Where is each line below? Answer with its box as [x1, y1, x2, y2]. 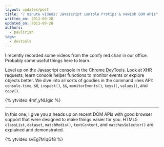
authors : [5, 25, 23, 30]
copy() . [5, 87, 20, 93]
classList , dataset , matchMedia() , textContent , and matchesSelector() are [5, 122, 154, 127]
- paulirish [9, 30, 34, 35]
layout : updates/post [5, 7, 49, 12]
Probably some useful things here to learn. [5, 57, 91, 63]
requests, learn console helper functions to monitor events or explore [5, 72, 144, 78]
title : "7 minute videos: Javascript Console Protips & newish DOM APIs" [5, 12, 159, 17]
